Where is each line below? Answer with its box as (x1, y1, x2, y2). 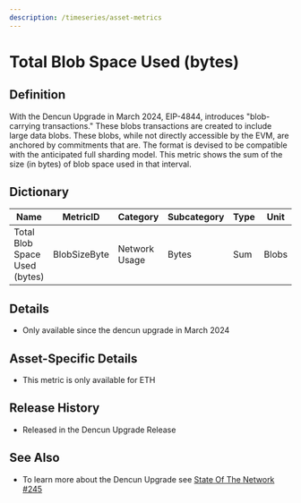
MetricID (62, 211, 100, 224)
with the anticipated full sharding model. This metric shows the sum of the (9, 149, 283, 159)
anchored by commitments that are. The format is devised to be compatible (9, 140, 288, 150)
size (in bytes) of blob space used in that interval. (9, 158, 192, 169)
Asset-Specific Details (9, 351, 138, 366)
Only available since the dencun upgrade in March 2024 (21, 325, 230, 336)
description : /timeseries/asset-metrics (9, 13, 163, 22)
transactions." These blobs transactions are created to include (42, 120, 272, 131)
